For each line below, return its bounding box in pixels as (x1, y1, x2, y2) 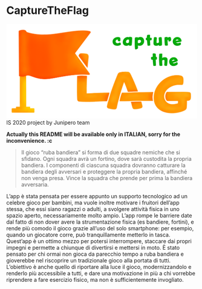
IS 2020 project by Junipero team (6, 119, 90, 126)
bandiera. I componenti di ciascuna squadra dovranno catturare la (21, 161, 186, 169)
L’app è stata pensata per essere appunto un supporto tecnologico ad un (6, 193, 188, 200)
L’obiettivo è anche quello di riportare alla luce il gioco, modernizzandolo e (6, 264, 192, 271)
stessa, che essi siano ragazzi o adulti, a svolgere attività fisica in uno (6, 206, 180, 213)
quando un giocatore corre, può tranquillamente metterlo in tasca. (6, 231, 171, 239)
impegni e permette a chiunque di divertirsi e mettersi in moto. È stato (6, 244, 180, 252)
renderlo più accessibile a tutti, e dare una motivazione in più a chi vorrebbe (6, 270, 195, 277)
